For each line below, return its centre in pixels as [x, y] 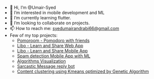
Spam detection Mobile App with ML [54, 56]
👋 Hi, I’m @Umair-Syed [33, 8]
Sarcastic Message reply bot [46, 66]
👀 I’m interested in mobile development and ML [57, 13]
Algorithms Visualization [41, 61]
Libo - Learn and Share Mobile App [52, 51]
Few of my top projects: [33, 35]
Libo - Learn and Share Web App [50, 46]
